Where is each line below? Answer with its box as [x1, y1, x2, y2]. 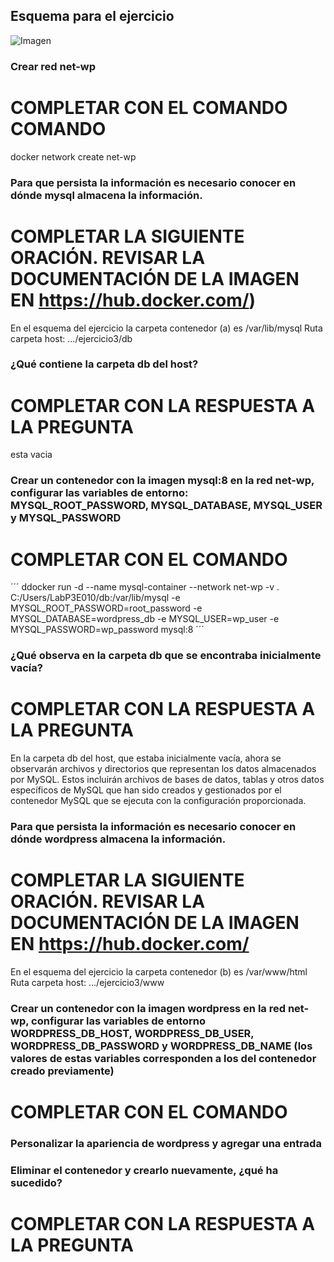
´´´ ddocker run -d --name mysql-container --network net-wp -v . [10, 581, 280, 593]
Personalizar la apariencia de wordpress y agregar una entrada [10, 1137, 322, 1150]
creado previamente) [10, 1064, 115, 1078]
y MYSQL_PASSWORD [10, 511, 122, 525]
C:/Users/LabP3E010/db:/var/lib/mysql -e [10, 592, 181, 604]
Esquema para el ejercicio [10, 8, 175, 25]
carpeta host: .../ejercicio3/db [10, 332, 133, 344]
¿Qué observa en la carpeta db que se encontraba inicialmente [10, 649, 322, 663]
